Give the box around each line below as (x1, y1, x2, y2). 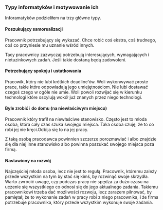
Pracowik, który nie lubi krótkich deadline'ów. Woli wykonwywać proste (5, 78, 148, 84)
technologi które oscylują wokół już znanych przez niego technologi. (5, 94, 143, 100)
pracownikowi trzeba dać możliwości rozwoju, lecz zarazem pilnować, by (5, 189, 152, 195)
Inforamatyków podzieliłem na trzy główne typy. (5, 15, 101, 21)
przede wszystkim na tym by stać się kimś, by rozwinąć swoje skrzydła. (5, 173, 149, 179)
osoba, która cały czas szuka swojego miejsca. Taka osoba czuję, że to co (5, 121, 154, 127)
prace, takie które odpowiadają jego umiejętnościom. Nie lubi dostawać (5, 84, 148, 90)
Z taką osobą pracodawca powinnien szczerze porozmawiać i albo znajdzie (5, 136, 157, 142)
